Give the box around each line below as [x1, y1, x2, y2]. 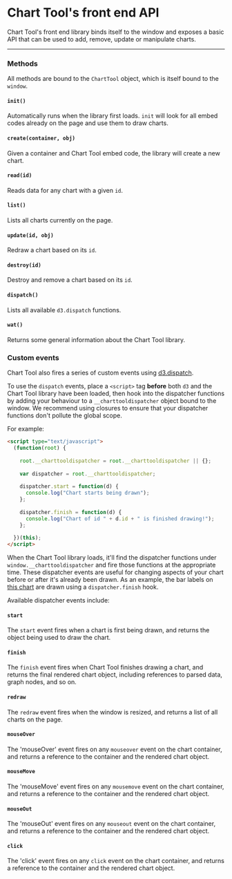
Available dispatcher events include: [7, 596, 110, 605]
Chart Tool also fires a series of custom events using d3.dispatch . [7, 368, 194, 377]
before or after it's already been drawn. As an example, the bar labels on [7, 576, 213, 584]
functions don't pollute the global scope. [7, 411, 122, 419]
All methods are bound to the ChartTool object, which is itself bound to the [7, 75, 219, 83]
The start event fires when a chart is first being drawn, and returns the [7, 626, 210, 634]
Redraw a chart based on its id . [7, 246, 97, 254]
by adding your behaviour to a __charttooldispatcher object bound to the [7, 397, 217, 405]
